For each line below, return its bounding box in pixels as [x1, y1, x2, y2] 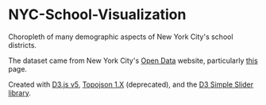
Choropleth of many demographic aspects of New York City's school [8, 32, 233, 41]
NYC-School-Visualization [8, 6, 187, 24]
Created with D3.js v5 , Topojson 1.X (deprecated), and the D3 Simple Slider [8, 80, 254, 89]
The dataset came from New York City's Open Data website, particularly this [8, 56, 258, 65]
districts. [8, 40, 37, 49]
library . [8, 87, 32, 97]
